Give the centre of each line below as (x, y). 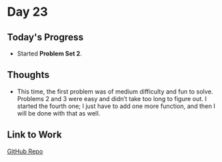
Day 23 (28, 12)
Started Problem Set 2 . (49, 53)
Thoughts (28, 75)
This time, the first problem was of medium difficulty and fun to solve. (115, 91)
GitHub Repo (25, 151)
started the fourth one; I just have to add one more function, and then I (116, 106)
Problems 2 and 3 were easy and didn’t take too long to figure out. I (112, 98)
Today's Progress (45, 37)
